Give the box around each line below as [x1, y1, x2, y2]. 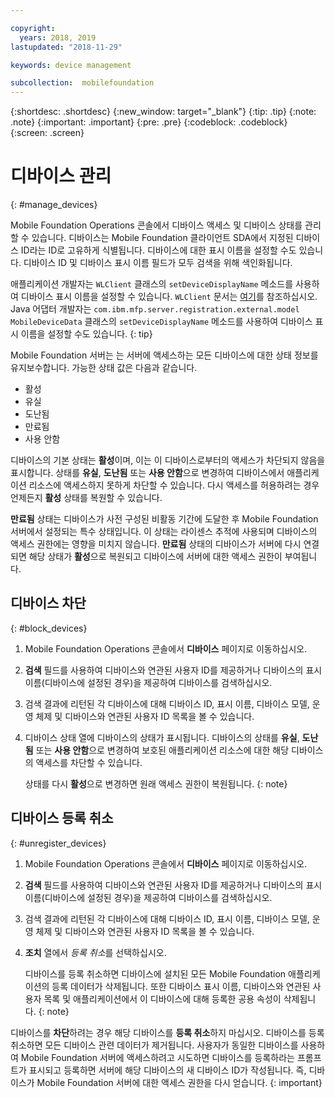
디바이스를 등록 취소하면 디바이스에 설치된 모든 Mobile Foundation [24, 967, 287, 980]
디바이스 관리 [10, 165, 112, 188]
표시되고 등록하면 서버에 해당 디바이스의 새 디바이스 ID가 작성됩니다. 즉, [28, 1064, 307, 1076]
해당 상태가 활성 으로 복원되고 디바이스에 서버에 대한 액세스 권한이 [28, 551, 283, 563]
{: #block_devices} [10, 622, 88, 634]
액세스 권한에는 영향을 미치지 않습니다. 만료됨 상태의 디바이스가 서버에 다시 [10, 538, 302, 550]
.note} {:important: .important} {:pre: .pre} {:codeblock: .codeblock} [10, 116, 288, 128]
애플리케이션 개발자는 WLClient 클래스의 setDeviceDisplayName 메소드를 [10, 278, 294, 290]
